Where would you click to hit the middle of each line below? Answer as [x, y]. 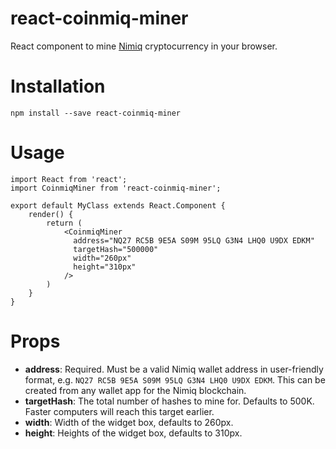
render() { [51, 214]
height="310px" [105, 267]
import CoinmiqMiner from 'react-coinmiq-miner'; [116, 188]
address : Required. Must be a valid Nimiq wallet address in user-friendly [174, 369]
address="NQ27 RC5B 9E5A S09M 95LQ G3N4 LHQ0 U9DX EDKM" [194, 240]
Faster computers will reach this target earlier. [119, 411]
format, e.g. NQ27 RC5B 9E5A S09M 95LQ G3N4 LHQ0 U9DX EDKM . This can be [175, 379]
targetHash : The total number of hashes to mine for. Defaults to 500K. [169, 401]
